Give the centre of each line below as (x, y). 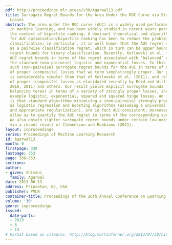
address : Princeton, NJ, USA (36, 187)
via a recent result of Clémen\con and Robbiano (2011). (72, 125)
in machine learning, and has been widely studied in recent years (83, 29)
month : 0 (15, 144)
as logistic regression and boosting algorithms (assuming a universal (88, 106)
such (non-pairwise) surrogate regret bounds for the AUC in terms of (87, 67)
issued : (14, 211)
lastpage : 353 (20, 154)
